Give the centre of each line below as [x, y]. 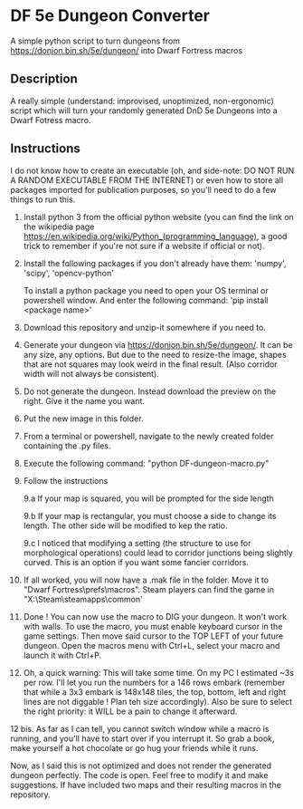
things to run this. [43, 199]
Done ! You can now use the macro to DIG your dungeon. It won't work [155, 616]
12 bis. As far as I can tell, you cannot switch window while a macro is [140, 728]
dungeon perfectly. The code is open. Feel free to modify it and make [139, 775]
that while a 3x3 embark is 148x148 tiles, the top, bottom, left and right [155, 692]
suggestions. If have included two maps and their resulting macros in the [146, 785]
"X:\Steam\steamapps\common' [83, 599]
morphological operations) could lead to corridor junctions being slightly [158, 553]
